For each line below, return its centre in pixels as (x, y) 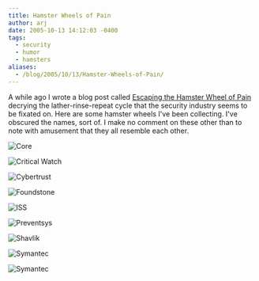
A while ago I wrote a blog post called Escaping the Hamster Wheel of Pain (130, 97)
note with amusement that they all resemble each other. (99, 131)
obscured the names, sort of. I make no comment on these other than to (125, 122)
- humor (28, 52)
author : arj (28, 23)
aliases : (23, 67)
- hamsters (33, 60)
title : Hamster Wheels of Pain (60, 15)
